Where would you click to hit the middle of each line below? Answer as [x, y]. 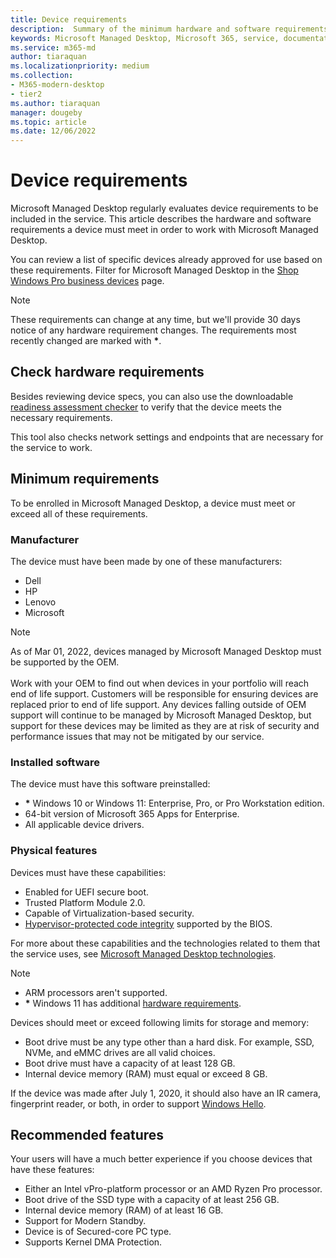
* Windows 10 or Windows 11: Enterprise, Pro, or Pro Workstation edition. [174, 803]
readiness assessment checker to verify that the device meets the [146, 407]
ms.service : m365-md [53, 47]
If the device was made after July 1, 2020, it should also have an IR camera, [166, 1093]
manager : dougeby [46, 112]
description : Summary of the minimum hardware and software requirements [169, 29]
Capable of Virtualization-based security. [109, 913]
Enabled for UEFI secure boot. [87, 892]
